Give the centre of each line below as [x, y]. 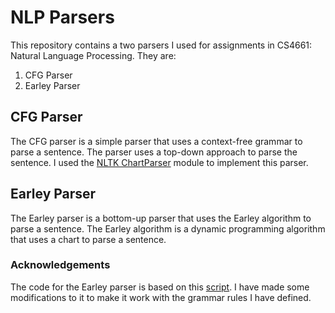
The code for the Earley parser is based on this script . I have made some [160, 287]
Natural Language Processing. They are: [93, 55]
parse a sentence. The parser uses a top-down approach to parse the [154, 152]
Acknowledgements [60, 265]
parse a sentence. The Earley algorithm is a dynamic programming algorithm [168, 228]
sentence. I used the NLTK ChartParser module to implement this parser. [159, 162]
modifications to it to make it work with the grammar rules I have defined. [161, 297]
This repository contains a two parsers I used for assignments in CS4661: [161, 45]
